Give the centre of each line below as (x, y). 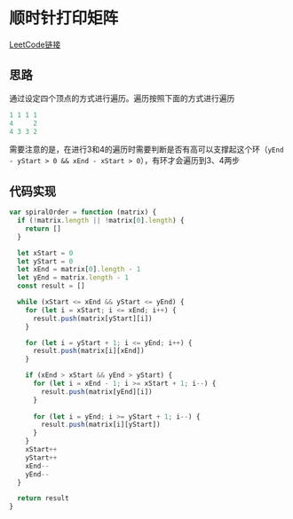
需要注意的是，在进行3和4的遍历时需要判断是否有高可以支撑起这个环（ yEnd (146, 149)
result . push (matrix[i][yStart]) (101, 425)
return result (43, 499)
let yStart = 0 (45, 261)
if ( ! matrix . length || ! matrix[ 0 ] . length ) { (101, 221)
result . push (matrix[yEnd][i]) (97, 391)
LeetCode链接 (35, 44)
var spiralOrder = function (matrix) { (83, 212)
